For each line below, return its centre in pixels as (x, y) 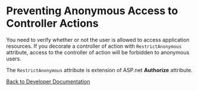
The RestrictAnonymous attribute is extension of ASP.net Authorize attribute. (100, 70)
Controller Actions (53, 23)
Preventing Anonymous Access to (92, 11)
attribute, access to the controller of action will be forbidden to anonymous (98, 52)
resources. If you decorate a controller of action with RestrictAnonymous (94, 46)
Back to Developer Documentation (48, 82)
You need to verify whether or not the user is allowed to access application (98, 40)
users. (14, 58)
